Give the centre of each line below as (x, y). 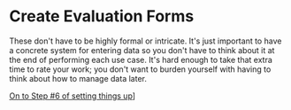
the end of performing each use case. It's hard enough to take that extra (141, 59)
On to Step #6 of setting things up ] (72, 96)
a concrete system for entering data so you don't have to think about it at (142, 50)
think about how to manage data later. (78, 78)
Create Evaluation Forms (102, 16)
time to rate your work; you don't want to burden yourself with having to (140, 69)
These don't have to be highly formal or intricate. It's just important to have (145, 41)
